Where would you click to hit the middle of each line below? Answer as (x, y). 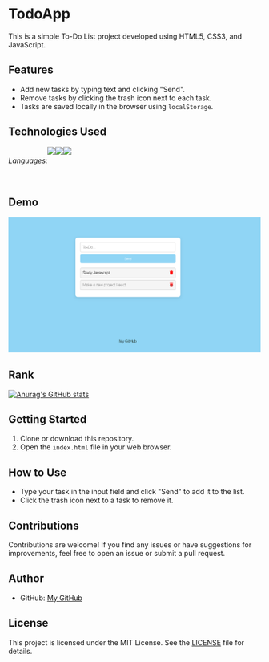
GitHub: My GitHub (51, 598)
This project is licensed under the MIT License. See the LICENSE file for (126, 642)
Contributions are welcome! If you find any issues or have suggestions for (130, 545)
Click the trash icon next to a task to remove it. (96, 500)
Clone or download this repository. (77, 439)
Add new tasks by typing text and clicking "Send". (102, 89)
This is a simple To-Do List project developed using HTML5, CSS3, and (125, 36)
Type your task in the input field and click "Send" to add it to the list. (132, 492)
